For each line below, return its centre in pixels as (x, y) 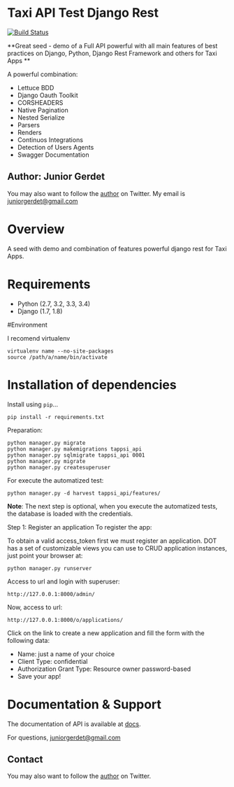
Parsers (29, 125)
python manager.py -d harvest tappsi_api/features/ (84, 493)
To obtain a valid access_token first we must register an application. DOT (112, 541)
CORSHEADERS (40, 102)
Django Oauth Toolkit (47, 95)
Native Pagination (43, 110)
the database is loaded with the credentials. (70, 513)
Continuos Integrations (50, 140)
